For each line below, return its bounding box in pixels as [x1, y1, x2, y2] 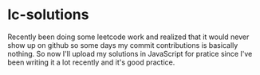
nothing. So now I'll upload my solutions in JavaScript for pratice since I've [7, 49, 253, 58]
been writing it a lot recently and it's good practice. [7, 57, 175, 67]
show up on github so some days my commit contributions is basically [7, 40, 238, 49]
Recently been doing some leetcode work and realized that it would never [7, 32, 250, 41]
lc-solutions [7, 6, 89, 24]
